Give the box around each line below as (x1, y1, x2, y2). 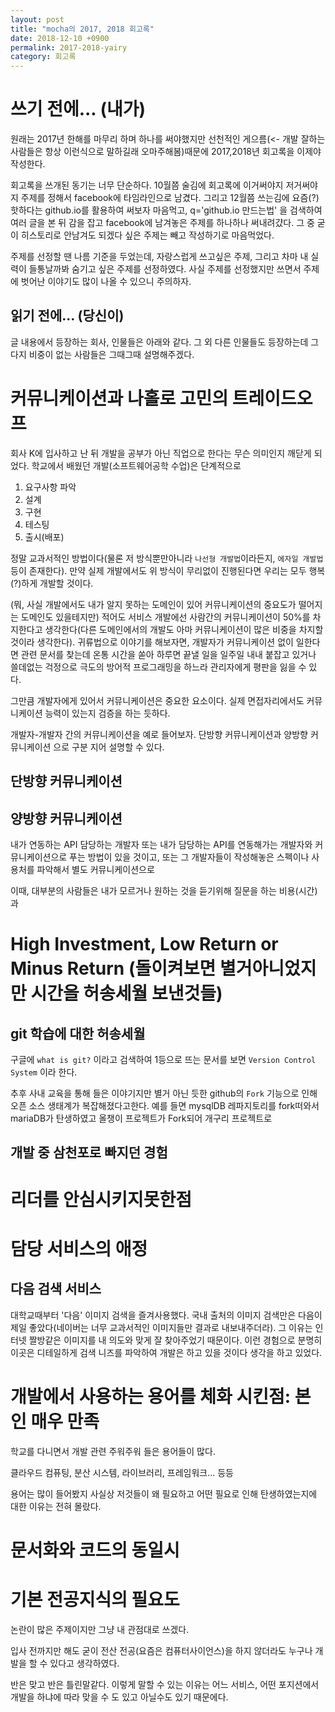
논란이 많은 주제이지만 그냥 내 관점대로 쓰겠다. (10, 1623, 190, 1635)
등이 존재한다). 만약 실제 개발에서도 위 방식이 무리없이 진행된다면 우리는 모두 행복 (10, 564, 326, 576)
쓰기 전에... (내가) (10, 98, 147, 121)
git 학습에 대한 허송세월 (10, 1025, 146, 1042)
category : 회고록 (10, 52, 77, 62)
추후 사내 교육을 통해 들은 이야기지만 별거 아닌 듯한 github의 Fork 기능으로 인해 (10, 1087, 318, 1100)
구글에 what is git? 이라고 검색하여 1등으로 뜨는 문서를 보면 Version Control (10, 1054, 317, 1066)
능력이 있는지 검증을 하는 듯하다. (44, 707, 171, 719)
